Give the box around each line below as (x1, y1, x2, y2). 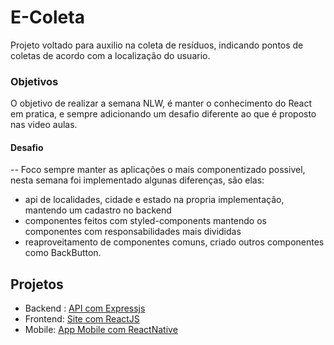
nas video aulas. (10, 119, 78, 131)
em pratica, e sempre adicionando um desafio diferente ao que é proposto (10, 108, 317, 120)
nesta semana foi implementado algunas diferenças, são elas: (10, 174, 265, 186)
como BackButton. (24, 247, 102, 259)
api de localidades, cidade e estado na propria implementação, (24, 194, 285, 206)
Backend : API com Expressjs (24, 302, 146, 315)
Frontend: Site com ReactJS (24, 313, 140, 325)
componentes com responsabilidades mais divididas (24, 226, 242, 238)
